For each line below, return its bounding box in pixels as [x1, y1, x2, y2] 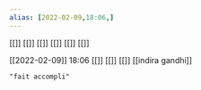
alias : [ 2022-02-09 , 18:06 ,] [9, 12, 115, 22]
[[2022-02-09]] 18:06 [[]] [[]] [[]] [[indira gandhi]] [9, 54, 193, 65]
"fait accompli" [9, 72, 70, 81]
